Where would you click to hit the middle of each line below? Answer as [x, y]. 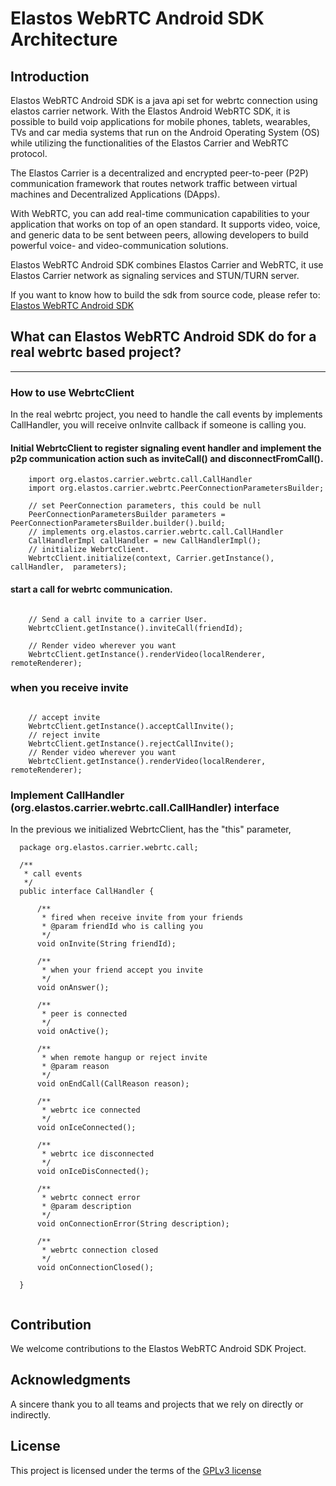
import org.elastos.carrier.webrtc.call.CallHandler [140, 480]
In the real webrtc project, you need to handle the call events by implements [166, 414]
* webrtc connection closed [100, 1250]
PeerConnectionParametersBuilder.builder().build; [118, 523]
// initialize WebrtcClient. [89, 550]
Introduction [50, 76]
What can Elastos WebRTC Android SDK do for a [163, 337]
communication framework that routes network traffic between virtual [154, 183]
